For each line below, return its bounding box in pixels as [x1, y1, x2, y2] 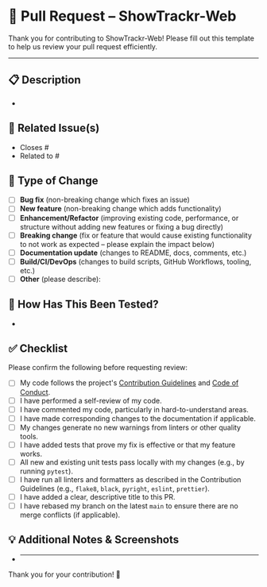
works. [19, 449, 42, 458]
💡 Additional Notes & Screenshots [8, 533, 180, 546]
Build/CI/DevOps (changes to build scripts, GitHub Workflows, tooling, [19, 257, 252, 266]
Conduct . [19, 387, 51, 396]
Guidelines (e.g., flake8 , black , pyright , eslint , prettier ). [19, 484, 211, 493]
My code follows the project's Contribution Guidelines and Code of [19, 378, 239, 388]
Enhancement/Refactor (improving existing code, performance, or [19, 213, 239, 222]
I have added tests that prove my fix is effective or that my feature [19, 440, 236, 450]
